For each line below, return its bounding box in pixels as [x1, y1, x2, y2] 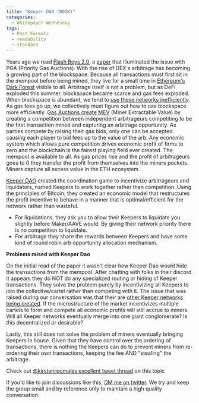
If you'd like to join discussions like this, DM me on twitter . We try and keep [6, 379, 189, 386]
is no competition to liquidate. [14, 226, 87, 234]
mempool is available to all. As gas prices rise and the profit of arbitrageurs [6, 153, 190, 160]
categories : [6, 14, 36, 20]
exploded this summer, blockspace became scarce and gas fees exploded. [6, 90, 190, 97]
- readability [11, 36, 46, 42]
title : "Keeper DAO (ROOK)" [6, 8, 76, 15]
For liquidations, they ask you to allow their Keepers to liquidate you [14, 213, 181, 221]
